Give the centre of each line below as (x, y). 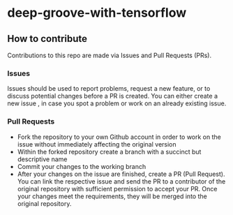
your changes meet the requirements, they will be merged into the (112, 196)
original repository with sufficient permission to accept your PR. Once (117, 188)
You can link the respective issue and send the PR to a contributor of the (121, 181)
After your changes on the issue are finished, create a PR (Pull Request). (121, 174)
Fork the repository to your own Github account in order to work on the (119, 137)
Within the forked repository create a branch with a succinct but (109, 151)
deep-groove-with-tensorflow (97, 13)
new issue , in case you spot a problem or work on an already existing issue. (117, 103)
